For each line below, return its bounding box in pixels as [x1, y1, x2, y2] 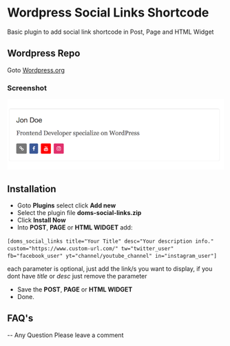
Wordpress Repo [7, 48, 81, 59]
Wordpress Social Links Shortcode [7, 5, 209, 21]
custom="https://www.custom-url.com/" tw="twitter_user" [7, 245, 174, 252]
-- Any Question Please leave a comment [7, 331, 124, 339]
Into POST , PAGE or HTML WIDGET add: [17, 223, 133, 232]
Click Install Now [17, 216, 67, 225]
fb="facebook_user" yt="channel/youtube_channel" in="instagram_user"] [7, 253, 217, 260]
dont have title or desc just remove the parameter [7, 272, 147, 281]
